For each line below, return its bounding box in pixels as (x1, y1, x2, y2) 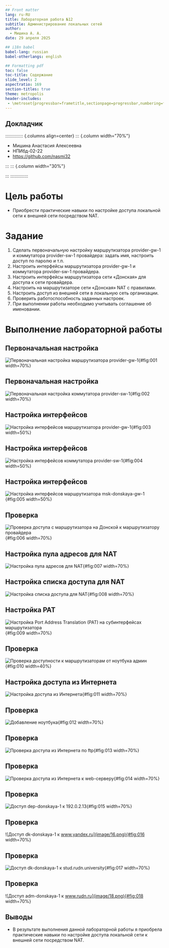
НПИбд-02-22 (12, 148, 43, 154)
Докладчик (5, 119, 43, 128)
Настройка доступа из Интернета (5, 678, 117, 686)
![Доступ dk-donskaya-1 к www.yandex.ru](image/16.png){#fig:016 (5, 831, 145, 837)
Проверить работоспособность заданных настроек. (12, 295, 125, 302)
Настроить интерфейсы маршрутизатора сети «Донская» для (12, 274, 146, 280)
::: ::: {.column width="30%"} (5, 163, 65, 169)
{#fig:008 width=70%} (87, 591, 134, 597)
